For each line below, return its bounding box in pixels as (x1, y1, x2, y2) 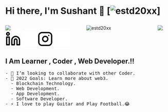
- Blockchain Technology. (10, 81, 76, 86)
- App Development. (10, 91, 60, 97)
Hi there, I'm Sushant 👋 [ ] (5, 5, 161, 17)
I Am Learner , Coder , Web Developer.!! (5, 57, 135, 65)
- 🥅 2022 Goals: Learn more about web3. (5, 76, 109, 81)
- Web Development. (10, 86, 60, 92)
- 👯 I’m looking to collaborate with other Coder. (5, 71, 136, 76)
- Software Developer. (10, 96, 68, 102)
